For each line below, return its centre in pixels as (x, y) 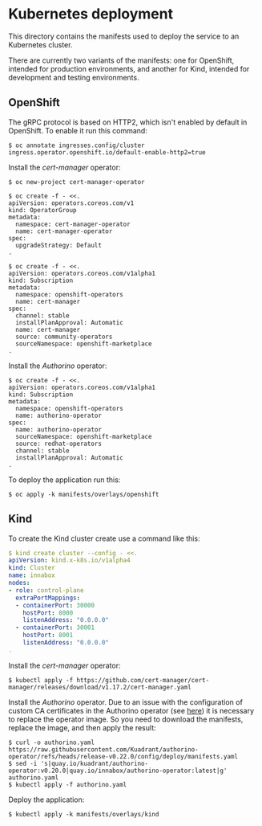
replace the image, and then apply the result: (82, 727)
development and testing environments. (74, 77)
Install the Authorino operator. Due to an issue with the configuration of (125, 702)
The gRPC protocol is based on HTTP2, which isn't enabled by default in (128, 122)
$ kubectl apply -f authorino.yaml (68, 784)
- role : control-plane (46, 590)
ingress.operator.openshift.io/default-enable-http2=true (107, 152)
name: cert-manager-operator (64, 231)
